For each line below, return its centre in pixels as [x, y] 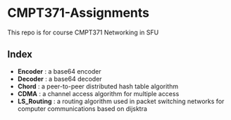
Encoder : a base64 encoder [60, 71]
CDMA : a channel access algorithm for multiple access [98, 93]
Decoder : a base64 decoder [60, 79]
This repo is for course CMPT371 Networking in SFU [83, 32]
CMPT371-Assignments [79, 13]
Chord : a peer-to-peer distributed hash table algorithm [98, 86]
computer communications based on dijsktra [82, 108]
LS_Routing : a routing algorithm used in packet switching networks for [121, 101]
